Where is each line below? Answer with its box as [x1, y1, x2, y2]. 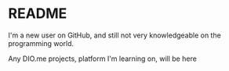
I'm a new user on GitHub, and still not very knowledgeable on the [8, 30, 221, 40]
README [8, 5, 67, 23]
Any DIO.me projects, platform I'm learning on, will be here [8, 54, 198, 63]
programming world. [8, 38, 75, 48]
